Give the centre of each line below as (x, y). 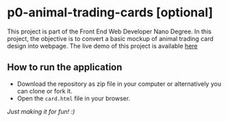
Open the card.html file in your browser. (74, 98)
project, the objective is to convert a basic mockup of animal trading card (110, 38)
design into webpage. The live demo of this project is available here (102, 46)
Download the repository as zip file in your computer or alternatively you (119, 84)
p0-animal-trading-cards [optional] (110, 13)
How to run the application (65, 67)
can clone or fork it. (45, 91)
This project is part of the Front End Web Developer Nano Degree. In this (110, 31)
